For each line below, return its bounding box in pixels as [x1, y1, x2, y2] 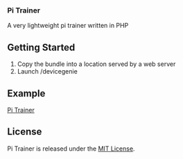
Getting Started [7, 41, 76, 53]
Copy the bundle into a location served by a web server [17, 60, 176, 68]
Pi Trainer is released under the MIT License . [7, 144, 135, 153]
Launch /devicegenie [17, 67, 78, 76]
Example [7, 87, 46, 99]
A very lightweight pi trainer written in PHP [7, 22, 129, 30]
